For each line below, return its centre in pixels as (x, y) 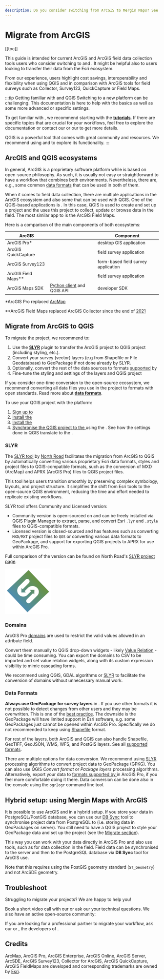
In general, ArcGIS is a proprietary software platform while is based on (76, 170)
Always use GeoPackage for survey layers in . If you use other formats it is (81, 704)
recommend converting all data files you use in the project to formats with (79, 388)
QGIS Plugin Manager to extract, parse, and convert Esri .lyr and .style (85, 521)
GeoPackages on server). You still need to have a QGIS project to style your (81, 828)
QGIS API (59, 291)
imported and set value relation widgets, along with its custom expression (79, 661)
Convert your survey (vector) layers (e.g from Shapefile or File (75, 358)
